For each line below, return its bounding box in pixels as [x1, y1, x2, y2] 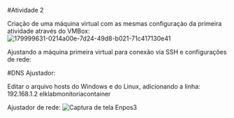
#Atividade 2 [7, 6, 44, 14]
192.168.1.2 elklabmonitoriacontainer [7, 90, 111, 98]
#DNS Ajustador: [7, 69, 56, 77]
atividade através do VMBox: [7, 27, 90, 35]
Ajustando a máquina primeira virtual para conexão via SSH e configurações [7, 48, 227, 56]
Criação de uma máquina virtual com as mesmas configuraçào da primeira [7, 20, 222, 27]
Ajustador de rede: [7, 103, 61, 111]
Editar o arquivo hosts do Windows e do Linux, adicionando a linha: [7, 82, 200, 90]
